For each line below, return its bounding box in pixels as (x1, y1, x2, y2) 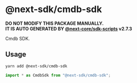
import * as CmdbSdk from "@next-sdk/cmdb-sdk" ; (5, 72, 111, 78)
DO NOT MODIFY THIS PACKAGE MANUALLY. (5, 20, 104, 26)
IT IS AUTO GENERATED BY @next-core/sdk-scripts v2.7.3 (5, 25, 132, 31)
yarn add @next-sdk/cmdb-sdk (5, 63, 67, 69)
